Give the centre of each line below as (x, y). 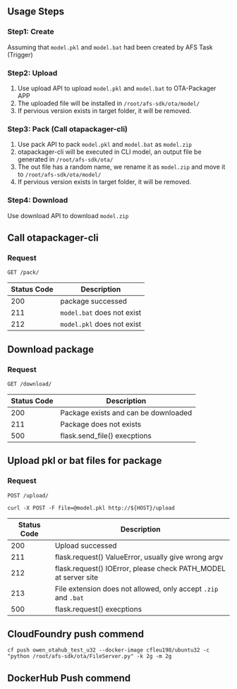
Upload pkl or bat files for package (85, 461)
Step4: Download (38, 200)
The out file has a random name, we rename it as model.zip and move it (121, 167)
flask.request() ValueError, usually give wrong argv (139, 557)
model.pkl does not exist (101, 324)
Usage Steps (36, 12)
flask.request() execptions (98, 609)
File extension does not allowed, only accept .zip (136, 589)
